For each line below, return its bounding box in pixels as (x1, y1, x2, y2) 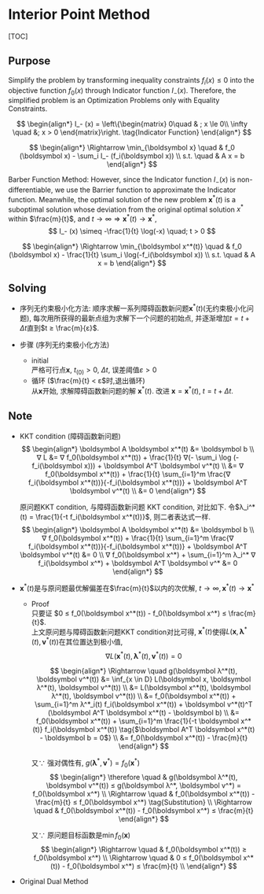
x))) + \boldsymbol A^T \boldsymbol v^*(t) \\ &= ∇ (83, 460, 244, 470)
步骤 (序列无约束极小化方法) (19, 340, 110, 349)
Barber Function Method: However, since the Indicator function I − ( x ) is (8, 175, 236, 187)
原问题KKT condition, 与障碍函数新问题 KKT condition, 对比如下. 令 (19, 502, 236, 512)
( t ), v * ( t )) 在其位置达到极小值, (31, 636, 123, 646)
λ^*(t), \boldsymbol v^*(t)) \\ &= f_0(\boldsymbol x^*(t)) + (50, 691, 236, 701)
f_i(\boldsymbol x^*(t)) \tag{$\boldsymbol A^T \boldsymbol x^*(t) (44, 725, 255, 734)
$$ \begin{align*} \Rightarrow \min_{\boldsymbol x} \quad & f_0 (28, 143, 236, 153)
